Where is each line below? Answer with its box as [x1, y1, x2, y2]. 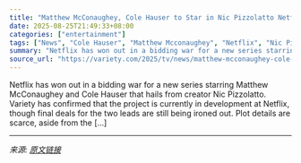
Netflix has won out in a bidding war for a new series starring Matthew [9, 80, 269, 90]
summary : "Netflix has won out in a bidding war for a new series [9, 47, 262, 56]
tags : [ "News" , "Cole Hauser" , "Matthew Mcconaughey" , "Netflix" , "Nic [9, 38, 282, 47]
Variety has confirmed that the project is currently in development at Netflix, [9, 99, 289, 108]
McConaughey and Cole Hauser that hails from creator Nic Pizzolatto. [9, 89, 267, 99]
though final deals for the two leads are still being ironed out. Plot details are [9, 108, 291, 118]
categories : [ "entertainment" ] [9, 30, 126, 39]
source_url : [9, 55, 54, 64]
